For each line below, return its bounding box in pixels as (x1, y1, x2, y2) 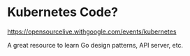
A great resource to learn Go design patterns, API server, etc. (7, 41, 184, 49)
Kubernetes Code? (7, 4, 119, 20)
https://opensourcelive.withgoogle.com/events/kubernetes (7, 27, 177, 36)
